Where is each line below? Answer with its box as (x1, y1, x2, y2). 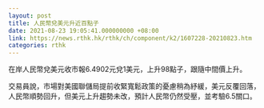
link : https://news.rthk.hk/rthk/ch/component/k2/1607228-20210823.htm (8, 34, 252, 42)
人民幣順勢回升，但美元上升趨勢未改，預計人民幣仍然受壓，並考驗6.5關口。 (8, 91, 258, 101)
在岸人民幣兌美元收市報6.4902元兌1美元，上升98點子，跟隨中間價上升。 (8, 65, 247, 74)
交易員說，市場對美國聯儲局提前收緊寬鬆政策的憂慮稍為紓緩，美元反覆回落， (8, 82, 261, 91)
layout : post (8, 11, 52, 20)
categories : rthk (8, 42, 66, 50)
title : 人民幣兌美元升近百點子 (8, 19, 99, 27)
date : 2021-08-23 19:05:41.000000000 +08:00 (8, 26, 159, 34)
